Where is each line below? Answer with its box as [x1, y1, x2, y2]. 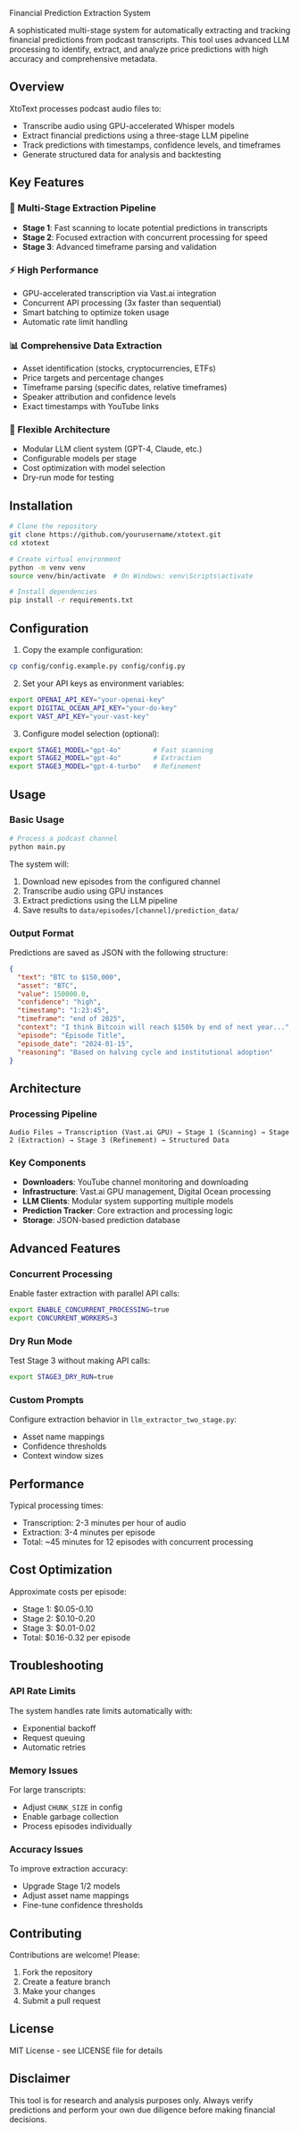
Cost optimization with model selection [21, 463, 166, 474]
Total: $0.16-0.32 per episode [21, 1631, 131, 1642]
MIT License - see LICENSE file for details [9, 2045, 163, 2056]
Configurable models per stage [21, 453, 137, 464]
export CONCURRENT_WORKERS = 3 [9, 1314, 118, 1323]
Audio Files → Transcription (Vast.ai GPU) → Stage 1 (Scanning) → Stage [9, 1128, 290, 1137]
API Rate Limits [9, 1685, 76, 1698]
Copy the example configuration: [21, 645, 144, 655]
